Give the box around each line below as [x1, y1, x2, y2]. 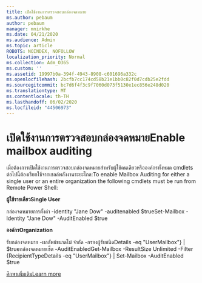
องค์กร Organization [6, 227, 53, 234]
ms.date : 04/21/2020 [6, 32, 59, 38]
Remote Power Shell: [6, 184, 58, 191]
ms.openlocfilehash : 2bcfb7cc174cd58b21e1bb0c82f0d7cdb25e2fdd [6, 76, 170, 82]
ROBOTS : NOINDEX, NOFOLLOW [6, 48, 75, 55]
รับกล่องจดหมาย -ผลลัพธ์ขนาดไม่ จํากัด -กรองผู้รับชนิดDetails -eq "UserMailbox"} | [6, 239, 185, 246]
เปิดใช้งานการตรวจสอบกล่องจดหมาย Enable [6, 131, 186, 144]
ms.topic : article [6, 43, 53, 49]
